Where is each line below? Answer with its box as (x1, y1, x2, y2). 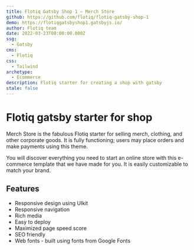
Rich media (14, 212, 42, 219)
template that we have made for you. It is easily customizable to (33, 160, 189, 167)
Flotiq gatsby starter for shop (6, 111, 153, 124)
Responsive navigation (14, 206, 70, 213)
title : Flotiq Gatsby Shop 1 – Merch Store (6, 8, 115, 15)
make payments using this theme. (6, 143, 88, 150)
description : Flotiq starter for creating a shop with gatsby (6, 80, 162, 86)
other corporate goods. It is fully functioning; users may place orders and (6, 136, 185, 143)
